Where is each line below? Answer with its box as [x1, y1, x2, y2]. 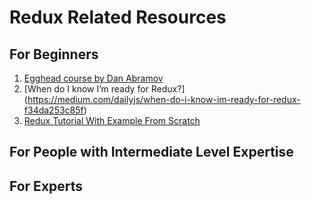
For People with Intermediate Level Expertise [9, 144, 294, 161]
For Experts [9, 177, 84, 195]
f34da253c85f [23, 104, 84, 116]
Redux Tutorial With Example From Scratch [23, 115, 201, 126]
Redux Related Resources [9, 6, 227, 29]
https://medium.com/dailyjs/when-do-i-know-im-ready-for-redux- [27, 94, 301, 105]
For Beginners [9, 46, 99, 63]
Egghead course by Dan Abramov [23, 72, 164, 84]
